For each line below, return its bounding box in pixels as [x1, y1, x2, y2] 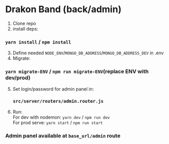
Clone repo [12, 20, 37, 26]
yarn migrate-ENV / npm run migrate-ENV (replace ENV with [5, 68, 149, 75]
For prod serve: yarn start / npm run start [12, 119, 103, 125]
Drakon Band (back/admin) [5, 4, 122, 15]
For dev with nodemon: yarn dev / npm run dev [12, 114, 110, 120]
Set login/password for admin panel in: [12, 86, 94, 92]
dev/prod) [5, 75, 31, 82]
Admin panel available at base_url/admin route [5, 132, 121, 139]
